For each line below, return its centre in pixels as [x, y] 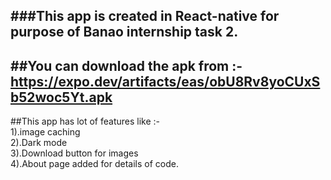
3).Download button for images [74, 153]
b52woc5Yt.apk [61, 97]
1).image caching [45, 132]
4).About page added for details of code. [94, 164]
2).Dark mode [39, 143]
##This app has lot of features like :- [85, 121]
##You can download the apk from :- [126, 65]
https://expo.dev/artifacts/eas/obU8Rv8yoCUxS [165, 81]
